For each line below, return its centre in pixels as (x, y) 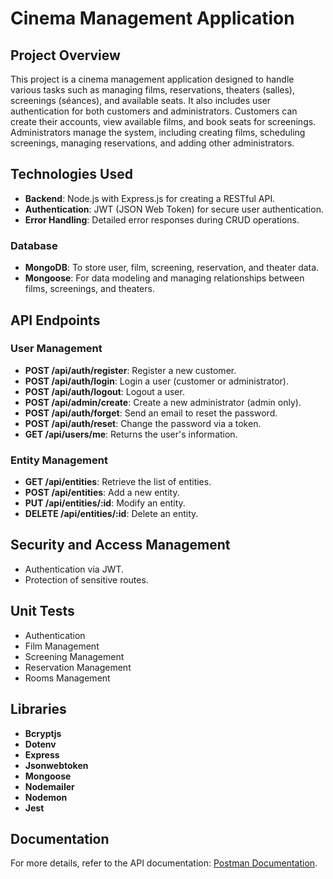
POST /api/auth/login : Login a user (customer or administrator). (156, 381)
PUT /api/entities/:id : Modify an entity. (105, 503)
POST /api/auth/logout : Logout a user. (104, 391)
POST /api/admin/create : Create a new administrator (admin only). (163, 402)
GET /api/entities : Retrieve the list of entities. (118, 482)
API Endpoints (55, 320)
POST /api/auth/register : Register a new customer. (130, 370)
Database (34, 245)
